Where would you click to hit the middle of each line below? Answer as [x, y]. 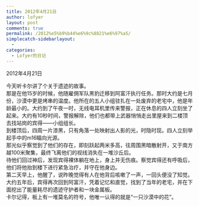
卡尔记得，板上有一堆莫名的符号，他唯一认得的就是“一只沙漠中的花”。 [92, 197]
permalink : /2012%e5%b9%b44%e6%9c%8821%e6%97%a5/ [69, 34]
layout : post [22, 22]
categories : [21, 50]
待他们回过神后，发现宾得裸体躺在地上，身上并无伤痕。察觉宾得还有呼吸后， [99, 160]
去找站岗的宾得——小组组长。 [42, 123]
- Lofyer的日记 [29, 56]
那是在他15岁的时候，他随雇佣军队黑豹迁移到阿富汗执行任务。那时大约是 [94, 93]
